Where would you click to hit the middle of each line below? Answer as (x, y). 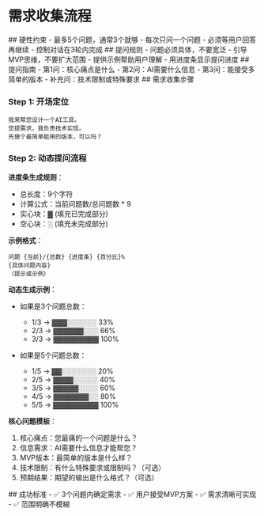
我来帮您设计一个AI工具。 (44, 120)
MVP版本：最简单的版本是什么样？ (76, 457)
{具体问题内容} (30, 265)
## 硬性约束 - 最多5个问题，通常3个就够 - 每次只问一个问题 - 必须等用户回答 (132, 40)
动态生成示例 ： (32, 289)
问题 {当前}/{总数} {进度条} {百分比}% (66, 257)
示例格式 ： (26, 240)
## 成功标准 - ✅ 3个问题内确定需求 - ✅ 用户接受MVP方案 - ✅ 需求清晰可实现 (132, 494)
